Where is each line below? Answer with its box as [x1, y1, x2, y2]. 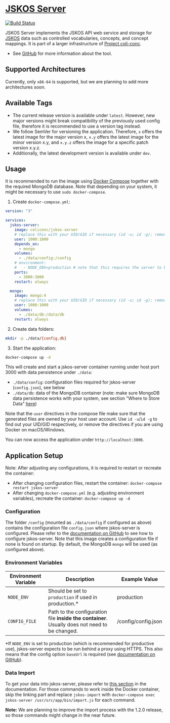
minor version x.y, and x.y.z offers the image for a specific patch [12, 139, 149, 145]
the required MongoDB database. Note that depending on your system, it [5, 183, 157, 190]
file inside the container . [48, 614, 108, 621]
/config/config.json [117, 618, 162, 625]
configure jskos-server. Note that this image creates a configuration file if [5, 536, 158, 542]
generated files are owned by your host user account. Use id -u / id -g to [5, 416, 158, 422]
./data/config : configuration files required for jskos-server [12, 379, 136, 385]
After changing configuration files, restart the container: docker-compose [12, 480, 162, 486]
